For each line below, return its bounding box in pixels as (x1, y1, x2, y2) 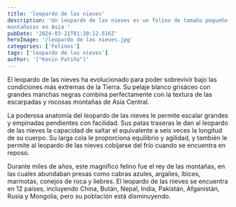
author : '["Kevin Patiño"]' (7, 56, 90, 63)
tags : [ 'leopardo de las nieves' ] (7, 50, 109, 57)
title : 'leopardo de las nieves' (7, 10, 105, 18)
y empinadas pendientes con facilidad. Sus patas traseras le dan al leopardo (7, 119, 228, 127)
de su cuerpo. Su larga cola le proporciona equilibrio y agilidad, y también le (7, 133, 228, 142)
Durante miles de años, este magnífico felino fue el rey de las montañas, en (7, 162, 225, 171)
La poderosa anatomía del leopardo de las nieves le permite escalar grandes (7, 111, 228, 119)
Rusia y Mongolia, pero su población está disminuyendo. (7, 192, 171, 200)
